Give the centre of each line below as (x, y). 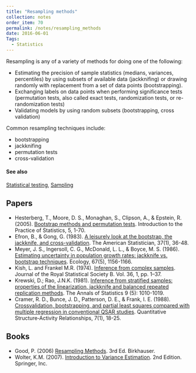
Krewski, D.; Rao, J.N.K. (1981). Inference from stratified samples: (94, 280)
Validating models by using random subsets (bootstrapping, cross (94, 110)
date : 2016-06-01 (27, 34)
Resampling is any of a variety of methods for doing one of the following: (94, 61)
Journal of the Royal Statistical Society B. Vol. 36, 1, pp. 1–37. (88, 274)
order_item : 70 (25, 22)
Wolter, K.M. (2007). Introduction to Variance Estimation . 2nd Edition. (98, 357)
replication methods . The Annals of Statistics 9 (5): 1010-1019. (89, 293)
